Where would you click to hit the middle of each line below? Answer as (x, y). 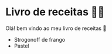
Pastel (21, 46)
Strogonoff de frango (40, 39)
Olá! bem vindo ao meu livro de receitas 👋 (56, 28)
